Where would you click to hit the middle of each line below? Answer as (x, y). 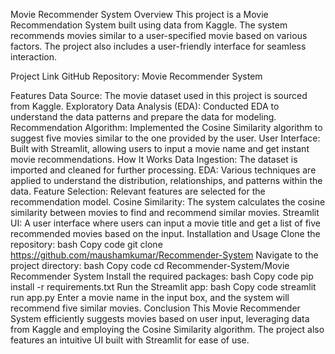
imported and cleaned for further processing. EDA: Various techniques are (163, 170)
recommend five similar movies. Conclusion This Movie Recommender (155, 308)
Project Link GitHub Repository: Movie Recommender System (136, 76)
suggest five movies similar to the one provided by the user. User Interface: (165, 138)
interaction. (34, 57)
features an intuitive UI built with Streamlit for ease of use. (130, 340)
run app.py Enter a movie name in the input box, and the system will (150, 297)
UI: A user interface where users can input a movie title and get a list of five (165, 223)
